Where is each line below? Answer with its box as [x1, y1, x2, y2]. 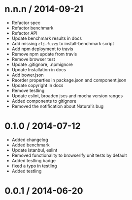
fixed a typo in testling [11, 163, 57, 169]
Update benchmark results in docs [11, 35, 82, 41]
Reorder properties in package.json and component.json [11, 77, 127, 83]
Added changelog [11, 137, 48, 143]
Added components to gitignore [11, 98, 77, 104]
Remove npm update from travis [11, 51, 77, 57]
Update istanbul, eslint [11, 147, 58, 153]
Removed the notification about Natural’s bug [11, 103, 104, 109]
